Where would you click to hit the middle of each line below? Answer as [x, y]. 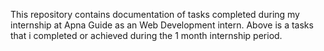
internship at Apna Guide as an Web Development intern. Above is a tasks [162, 25]
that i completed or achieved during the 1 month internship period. [146, 35]
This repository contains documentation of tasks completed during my [155, 14]
